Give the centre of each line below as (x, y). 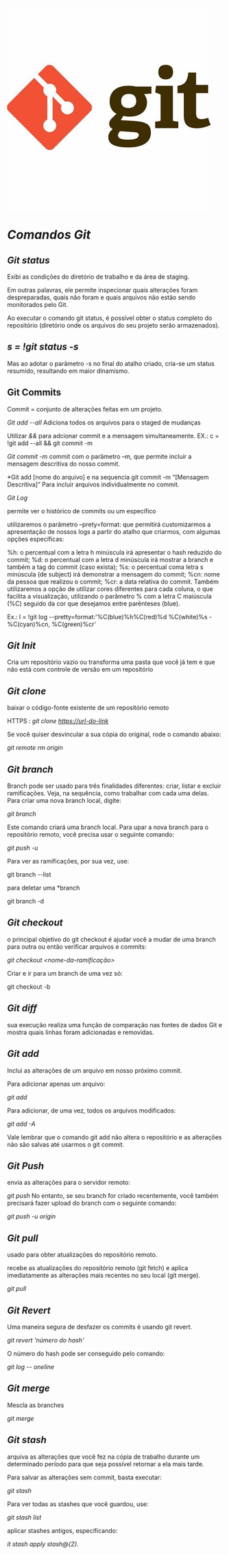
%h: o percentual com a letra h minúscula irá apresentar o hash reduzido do (114, 552)
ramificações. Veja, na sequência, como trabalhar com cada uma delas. (108, 793)
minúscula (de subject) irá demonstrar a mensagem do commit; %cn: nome (114, 574)
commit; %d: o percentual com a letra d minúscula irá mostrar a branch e (110, 559)
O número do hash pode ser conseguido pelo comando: (86, 1353)
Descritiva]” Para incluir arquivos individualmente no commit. (93, 484)
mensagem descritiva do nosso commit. (63, 464)
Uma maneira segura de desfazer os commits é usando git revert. (100, 1327)
